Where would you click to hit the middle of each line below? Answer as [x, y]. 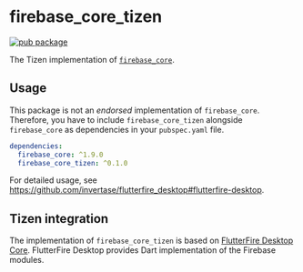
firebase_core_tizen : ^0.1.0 [73, 163]
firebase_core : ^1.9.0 [61, 155]
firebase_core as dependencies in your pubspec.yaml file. [117, 129]
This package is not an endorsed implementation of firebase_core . [135, 110]
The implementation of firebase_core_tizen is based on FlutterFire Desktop [151, 241]
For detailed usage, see [53, 180]
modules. [27, 260]
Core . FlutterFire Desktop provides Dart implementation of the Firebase [142, 250]
